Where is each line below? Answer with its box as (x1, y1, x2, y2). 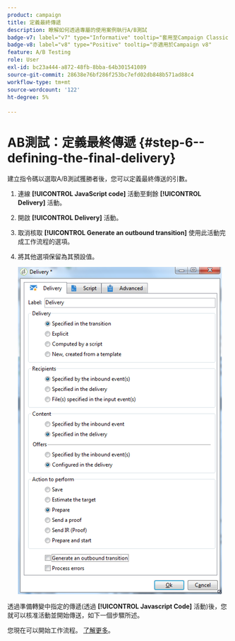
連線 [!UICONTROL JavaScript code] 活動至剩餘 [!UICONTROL (17, 190, 202, 198)
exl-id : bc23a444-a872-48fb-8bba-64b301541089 (7, 64, 147, 71)
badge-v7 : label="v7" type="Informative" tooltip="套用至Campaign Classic (7, 34, 229, 41)
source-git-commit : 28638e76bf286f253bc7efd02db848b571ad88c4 (7, 71, 194, 78)
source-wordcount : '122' (7, 86, 80, 93)
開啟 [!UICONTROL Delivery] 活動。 (17, 213, 123, 222)
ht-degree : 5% (7, 93, 49, 101)
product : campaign (7, 11, 61, 18)
